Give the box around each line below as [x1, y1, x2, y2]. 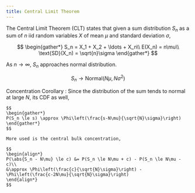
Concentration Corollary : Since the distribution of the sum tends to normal [6, 87, 186, 94]
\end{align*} [6, 177, 38, 182]
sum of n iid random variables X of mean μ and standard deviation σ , [6, 32, 171, 39]
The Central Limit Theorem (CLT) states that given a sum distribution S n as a [6, 25, 190, 33]
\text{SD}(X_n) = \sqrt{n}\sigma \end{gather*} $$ [39, 50, 158, 57]
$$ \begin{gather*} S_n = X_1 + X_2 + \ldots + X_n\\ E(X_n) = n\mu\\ [16, 43, 180, 50]
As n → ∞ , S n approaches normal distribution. [6, 61, 117, 70]
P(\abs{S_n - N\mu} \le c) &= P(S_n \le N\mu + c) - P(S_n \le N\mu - [6, 156, 182, 162]
